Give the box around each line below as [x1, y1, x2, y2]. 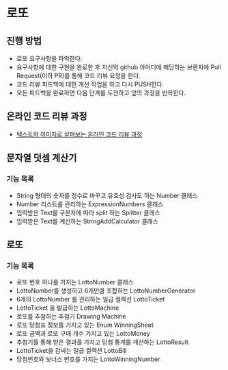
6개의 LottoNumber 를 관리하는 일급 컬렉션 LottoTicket [16, 295, 165, 304]
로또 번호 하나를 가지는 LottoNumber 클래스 [16, 278, 134, 286]
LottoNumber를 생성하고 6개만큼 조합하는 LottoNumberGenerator [16, 286, 196, 295]
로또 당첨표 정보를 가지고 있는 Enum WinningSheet [16, 321, 154, 329]
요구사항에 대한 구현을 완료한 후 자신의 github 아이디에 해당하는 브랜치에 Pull [16, 63, 221, 71]
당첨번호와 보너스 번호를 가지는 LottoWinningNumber [16, 355, 160, 363]
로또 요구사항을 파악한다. [16, 55, 83, 62]
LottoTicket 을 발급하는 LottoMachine [16, 304, 119, 312]
